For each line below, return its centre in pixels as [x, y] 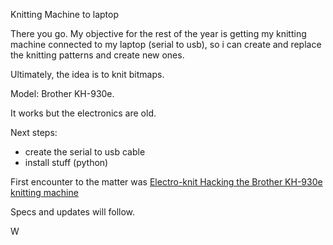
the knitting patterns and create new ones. [97, 55]
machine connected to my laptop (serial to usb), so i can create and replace [166, 44]
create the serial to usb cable [85, 152]
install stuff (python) [66, 162]
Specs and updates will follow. [73, 212]
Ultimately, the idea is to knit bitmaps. [87, 74]
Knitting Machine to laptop [64, 14]
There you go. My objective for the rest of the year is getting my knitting [158, 33]
